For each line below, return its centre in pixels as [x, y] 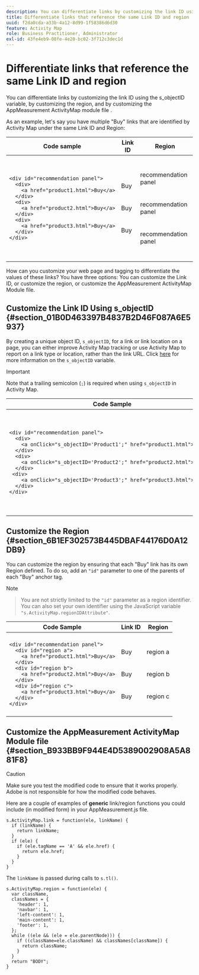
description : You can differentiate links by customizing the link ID [95, 12]
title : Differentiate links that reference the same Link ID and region [98, 17]
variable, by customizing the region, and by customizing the [79, 104]
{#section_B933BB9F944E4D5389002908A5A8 [98, 750]
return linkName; [38, 831]
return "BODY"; [30, 962]
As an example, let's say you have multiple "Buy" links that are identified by [98, 122]
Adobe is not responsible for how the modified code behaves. [81, 792]
